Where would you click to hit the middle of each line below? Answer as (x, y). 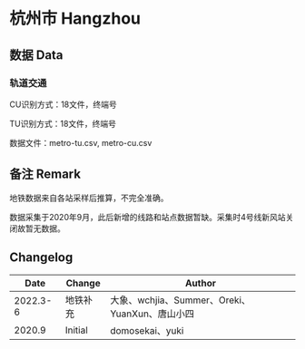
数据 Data (36, 55)
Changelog (41, 258)
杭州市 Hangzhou (75, 19)
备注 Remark (45, 174)
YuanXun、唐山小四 (152, 314)
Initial (76, 330)
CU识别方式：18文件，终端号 (63, 104)
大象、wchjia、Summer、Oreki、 (181, 300)
